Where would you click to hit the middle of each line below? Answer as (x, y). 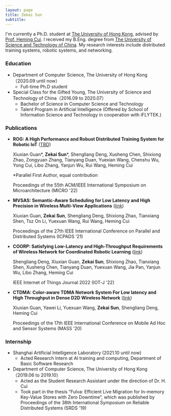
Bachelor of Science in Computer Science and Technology (82, 104)
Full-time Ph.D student (44, 86)
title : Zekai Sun (24, 15)
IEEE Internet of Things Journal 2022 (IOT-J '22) (64, 282)
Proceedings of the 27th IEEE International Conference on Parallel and (86, 231)
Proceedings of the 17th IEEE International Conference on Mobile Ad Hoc (89, 323)
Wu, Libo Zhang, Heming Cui (43, 272)
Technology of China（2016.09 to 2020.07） (59, 98)
